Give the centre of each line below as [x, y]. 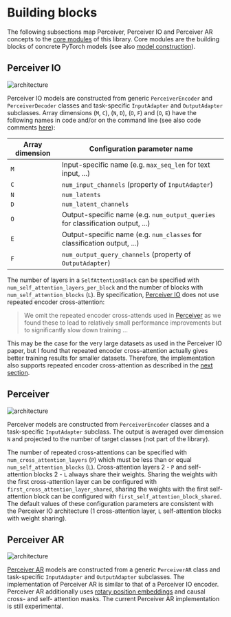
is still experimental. [35, 606]
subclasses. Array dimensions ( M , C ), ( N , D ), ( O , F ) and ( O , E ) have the [102, 112]
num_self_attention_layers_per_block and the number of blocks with [105, 287]
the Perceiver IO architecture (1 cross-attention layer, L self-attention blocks [114, 511]
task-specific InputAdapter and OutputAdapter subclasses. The [96, 577]
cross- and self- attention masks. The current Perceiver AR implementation [113, 599]
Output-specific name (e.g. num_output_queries [139, 214]
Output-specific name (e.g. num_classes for [132, 234]
